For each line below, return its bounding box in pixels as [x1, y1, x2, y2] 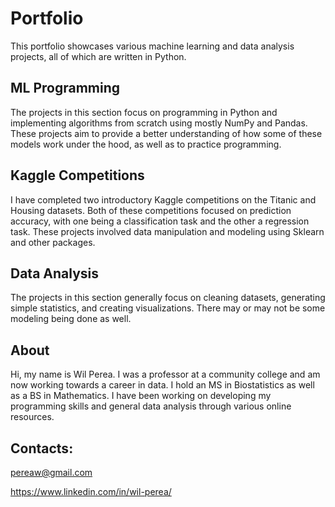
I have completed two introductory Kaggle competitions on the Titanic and [10, 193, 317, 206]
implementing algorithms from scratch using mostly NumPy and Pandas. [10, 117, 308, 129]
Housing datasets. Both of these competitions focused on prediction [10, 204, 292, 216]
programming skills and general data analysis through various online [10, 400, 292, 412]
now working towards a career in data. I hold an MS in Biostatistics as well [10, 379, 315, 391]
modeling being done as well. [10, 313, 132, 325]
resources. [10, 411, 55, 423]
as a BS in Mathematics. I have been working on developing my [10, 390, 272, 402]
